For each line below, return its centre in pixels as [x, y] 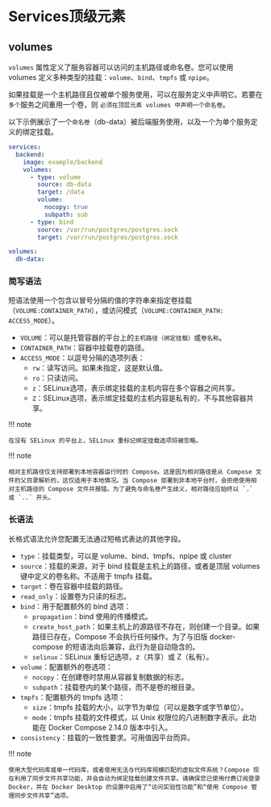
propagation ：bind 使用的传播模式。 [92, 616]
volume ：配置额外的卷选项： [66, 667]
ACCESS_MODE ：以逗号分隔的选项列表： [82, 358]
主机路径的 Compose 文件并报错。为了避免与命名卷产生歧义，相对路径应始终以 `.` [134, 489]
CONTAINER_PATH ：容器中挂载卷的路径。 [84, 348]
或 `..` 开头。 [31, 498]
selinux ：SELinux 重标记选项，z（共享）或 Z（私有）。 [123, 656]
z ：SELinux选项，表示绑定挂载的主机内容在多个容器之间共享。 [135, 388]
